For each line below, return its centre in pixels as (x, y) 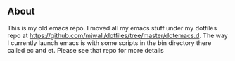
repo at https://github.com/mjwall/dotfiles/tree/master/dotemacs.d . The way (118, 35)
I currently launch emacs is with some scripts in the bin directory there (109, 43)
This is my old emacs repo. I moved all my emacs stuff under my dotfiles (112, 28)
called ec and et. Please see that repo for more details (85, 50)
